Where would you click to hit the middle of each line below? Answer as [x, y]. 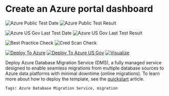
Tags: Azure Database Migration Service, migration [61, 88]
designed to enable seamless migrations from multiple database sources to [85, 68]
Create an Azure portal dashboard [79, 9]
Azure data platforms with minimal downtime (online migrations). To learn [83, 73]
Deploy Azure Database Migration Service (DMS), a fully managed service [83, 62]
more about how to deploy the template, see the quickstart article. [75, 79]
